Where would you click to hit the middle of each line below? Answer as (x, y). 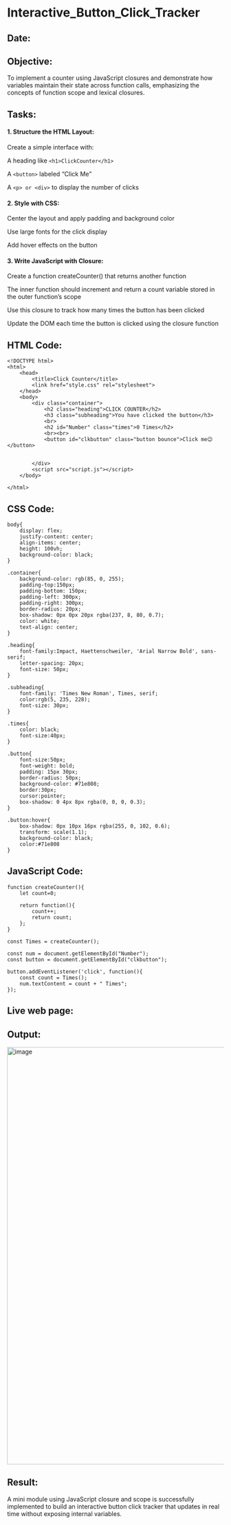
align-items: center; (50, 543)
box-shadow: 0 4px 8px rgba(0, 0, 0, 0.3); (83, 802)
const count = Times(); (54, 978)
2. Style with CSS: (33, 203)
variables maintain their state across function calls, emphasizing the (103, 85)
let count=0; (38, 893)
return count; (52, 917)
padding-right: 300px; (52, 603)
